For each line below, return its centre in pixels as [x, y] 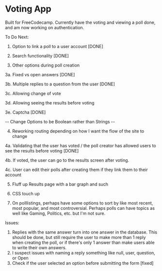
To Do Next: [17, 37]
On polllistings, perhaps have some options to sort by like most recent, [82, 203]
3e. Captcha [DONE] [25, 112]
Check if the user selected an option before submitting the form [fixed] [83, 263]
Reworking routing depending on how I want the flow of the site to [78, 131]
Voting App [28, 9]
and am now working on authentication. [45, 27]
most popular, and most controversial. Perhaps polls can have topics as [83, 208]
